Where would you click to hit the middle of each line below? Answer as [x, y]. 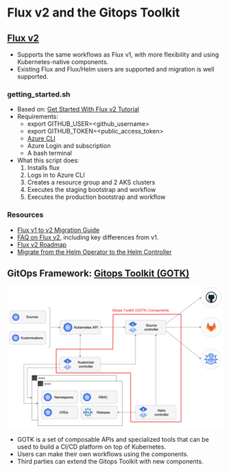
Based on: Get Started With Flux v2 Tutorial [78, 109]
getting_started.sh [39, 94]
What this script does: [48, 160]
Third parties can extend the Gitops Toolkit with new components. [110, 462]
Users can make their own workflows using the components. [103, 454]
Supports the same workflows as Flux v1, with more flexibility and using [118, 54]
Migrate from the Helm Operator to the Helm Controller [94, 252]
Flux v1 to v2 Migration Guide [58, 230]
